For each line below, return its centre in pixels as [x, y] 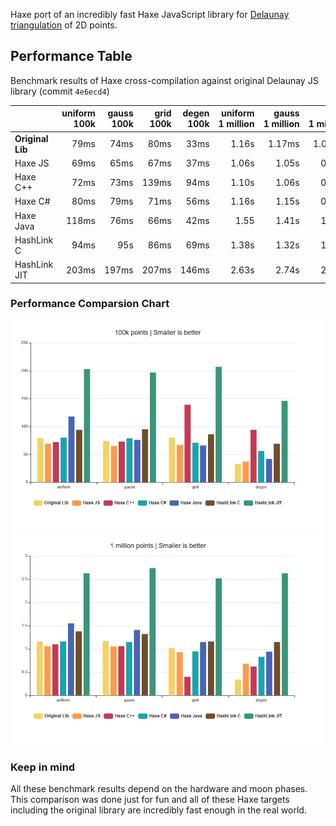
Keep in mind [43, 767]
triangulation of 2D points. [64, 25]
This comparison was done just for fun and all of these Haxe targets [150, 799]
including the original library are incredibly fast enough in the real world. [158, 810]
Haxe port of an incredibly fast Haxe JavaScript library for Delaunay [150, 14]
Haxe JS [32, 163]
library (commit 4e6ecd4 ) [60, 91]
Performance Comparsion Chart [90, 304]
